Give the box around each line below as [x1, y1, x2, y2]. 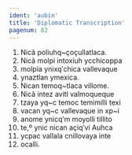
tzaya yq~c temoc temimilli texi [20, 98, 121, 107]
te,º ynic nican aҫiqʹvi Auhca [20, 123, 113, 132]
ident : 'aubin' [9, 11, 59, 20]
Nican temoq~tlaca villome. [20, 81, 109, 90]
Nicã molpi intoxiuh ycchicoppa [20, 56, 123, 65]
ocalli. [20, 139, 40, 149]
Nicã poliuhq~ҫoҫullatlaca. [20, 48, 107, 57]
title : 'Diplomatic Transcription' [9, 19, 126, 27]
